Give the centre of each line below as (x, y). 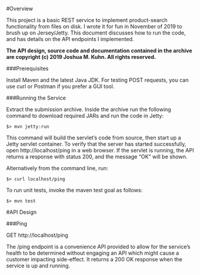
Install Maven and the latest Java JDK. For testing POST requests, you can (98, 80)
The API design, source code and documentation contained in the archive (99, 51)
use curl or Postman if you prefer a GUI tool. (60, 86)
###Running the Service (36, 98)
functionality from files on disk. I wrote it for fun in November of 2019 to (94, 26)
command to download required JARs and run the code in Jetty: (85, 116)
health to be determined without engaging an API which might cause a (93, 253)
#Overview (20, 9)
